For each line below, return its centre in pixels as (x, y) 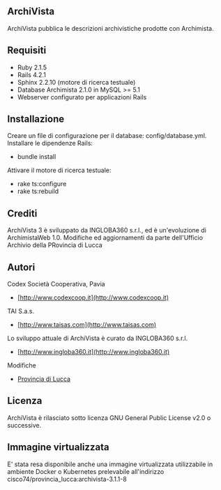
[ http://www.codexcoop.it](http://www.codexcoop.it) (93, 297)
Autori (21, 267)
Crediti (22, 213)
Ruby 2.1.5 (32, 67)
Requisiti (27, 51)
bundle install (37, 157)
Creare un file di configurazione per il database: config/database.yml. (107, 136)
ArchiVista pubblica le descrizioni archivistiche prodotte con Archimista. (110, 28)
